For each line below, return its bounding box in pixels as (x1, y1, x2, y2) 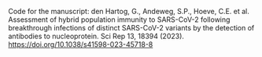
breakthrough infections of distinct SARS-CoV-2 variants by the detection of (8, 23, 255, 32)
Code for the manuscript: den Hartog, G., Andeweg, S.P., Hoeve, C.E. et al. (8, 7, 249, 16)
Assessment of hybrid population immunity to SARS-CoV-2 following (8, 15, 231, 24)
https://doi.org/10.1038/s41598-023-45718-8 (8, 40, 153, 49)
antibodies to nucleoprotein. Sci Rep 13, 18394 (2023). (8, 31, 185, 41)
